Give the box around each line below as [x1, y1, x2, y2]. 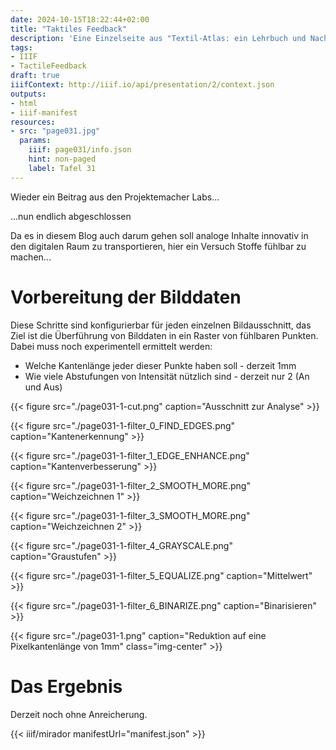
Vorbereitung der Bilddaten [10, 286, 242, 308]
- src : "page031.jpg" [10, 126, 101, 136]
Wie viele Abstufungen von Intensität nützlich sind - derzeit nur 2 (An [24, 370, 310, 382]
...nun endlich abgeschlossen [10, 210, 132, 222]
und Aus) [24, 381, 63, 393]
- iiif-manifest [10, 107, 78, 118]
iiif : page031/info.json [28, 145, 132, 155]
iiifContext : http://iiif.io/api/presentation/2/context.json [10, 80, 275, 90]
